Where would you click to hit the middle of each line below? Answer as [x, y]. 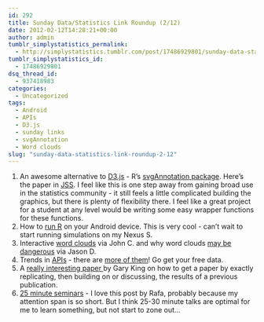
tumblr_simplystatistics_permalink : [68, 45]
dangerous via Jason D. [58, 251]
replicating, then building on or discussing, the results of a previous [128, 276]
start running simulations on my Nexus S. [86, 235]
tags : [17, 103]
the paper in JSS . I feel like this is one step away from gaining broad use [136, 185]
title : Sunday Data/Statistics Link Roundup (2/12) [94, 23]
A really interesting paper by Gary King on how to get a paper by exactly [136, 269]
